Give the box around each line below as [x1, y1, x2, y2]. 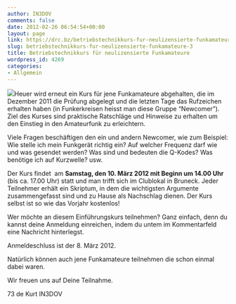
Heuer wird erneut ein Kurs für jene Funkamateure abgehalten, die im [14, 89, 215, 98]
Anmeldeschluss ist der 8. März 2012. [7, 241, 117, 250]
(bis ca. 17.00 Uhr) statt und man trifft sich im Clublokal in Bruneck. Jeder [7, 177, 219, 185]
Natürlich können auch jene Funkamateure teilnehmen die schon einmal [7, 255, 215, 263]
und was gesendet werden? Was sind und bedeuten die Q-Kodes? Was [7, 148, 213, 156]
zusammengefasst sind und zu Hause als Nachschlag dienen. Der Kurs [7, 191, 213, 200]
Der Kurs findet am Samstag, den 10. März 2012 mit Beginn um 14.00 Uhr [7, 169, 224, 177]
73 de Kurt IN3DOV [7, 289, 63, 298]
